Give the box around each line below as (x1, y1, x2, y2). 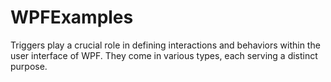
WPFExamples (10, 6, 134, 29)
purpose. (10, 60, 48, 72)
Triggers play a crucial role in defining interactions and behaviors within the (10, 39, 321, 51)
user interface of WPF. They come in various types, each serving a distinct (10, 49, 318, 61)
